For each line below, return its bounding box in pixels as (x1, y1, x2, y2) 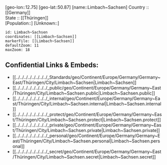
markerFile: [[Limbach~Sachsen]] (5, 38, 75, 43)
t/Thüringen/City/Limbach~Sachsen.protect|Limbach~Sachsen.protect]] (12, 116, 161, 122)
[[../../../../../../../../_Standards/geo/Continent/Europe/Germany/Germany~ (12, 74, 161, 80)
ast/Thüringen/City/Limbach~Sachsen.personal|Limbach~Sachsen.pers (12, 137, 161, 144)
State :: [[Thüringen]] (5, 15, 49, 20)
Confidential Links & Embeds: (5, 61, 99, 69)
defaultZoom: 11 (5, 43, 39, 48)
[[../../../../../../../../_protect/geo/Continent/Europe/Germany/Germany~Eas (12, 111, 162, 117)
